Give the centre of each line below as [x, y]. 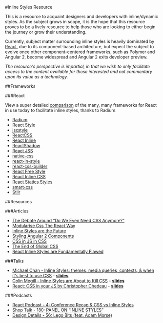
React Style [24, 125]
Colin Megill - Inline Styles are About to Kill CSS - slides [68, 281]
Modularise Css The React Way [44, 226]
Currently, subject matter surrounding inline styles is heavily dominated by [80, 41]
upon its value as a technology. [37, 77]
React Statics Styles [32, 182]
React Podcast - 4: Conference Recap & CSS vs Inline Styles [73, 305]
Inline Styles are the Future [39, 231]
